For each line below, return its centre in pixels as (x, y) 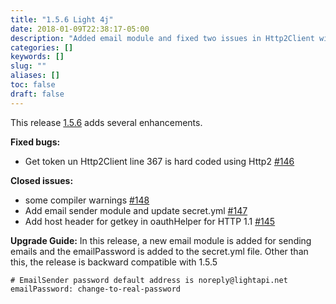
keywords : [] (37, 57)
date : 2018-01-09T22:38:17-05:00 (80, 29)
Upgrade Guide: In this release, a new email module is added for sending (161, 240)
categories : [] (42, 47)
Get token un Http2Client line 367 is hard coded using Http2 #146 (159, 161)
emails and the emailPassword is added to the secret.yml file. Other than (159, 251)
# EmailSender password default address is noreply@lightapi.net (149, 280)
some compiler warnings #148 (87, 200)
